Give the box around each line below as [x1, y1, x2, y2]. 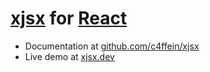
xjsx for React [10, 7, 128, 30]
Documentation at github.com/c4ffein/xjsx [24, 40, 200, 52]
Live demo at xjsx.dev [24, 50, 115, 62]
